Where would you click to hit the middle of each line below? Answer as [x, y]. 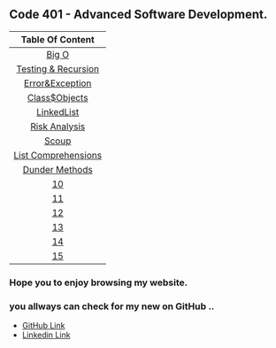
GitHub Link [43, 326]
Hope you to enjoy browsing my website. [99, 282]
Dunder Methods [57, 169]
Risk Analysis [58, 126]
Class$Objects [57, 97]
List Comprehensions [58, 155]
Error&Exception [57, 83]
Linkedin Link [46, 335]
